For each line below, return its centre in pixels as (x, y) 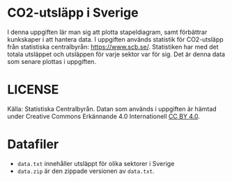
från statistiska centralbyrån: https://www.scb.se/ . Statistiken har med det (113, 47)
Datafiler (33, 144)
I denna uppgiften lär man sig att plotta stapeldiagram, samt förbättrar (107, 32)
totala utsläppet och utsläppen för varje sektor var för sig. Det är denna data (116, 54)
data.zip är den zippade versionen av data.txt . (86, 171)
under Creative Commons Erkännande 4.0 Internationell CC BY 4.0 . (104, 116)
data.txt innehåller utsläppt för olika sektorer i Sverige (96, 163)
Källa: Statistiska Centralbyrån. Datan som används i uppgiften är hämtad (112, 108)
